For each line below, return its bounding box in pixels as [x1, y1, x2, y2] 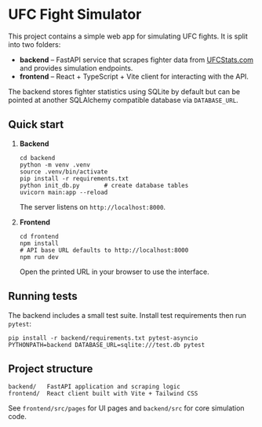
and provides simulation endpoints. [19, 63, 133, 72]
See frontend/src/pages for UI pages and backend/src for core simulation [8, 403, 245, 413]
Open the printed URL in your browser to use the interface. [19, 267, 209, 276]
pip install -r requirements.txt [19, 174, 129, 182]
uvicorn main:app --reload [19, 188, 108, 196]
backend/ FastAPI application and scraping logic [8, 383, 180, 391]
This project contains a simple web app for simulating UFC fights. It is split [8, 31, 249, 41]
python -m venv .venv [19, 161, 90, 169]
